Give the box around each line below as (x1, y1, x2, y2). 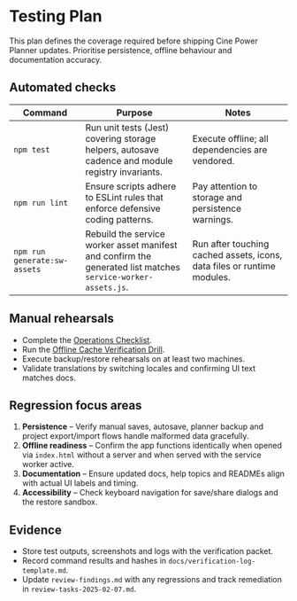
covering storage (85, 132, 156, 144)
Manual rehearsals (9, 311, 115, 326)
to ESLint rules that (85, 191, 164, 203)
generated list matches (85, 261, 181, 273)
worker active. (21, 459, 75, 470)
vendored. (192, 154, 235, 167)
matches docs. (21, 372, 77, 383)
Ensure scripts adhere (85, 180, 177, 192)
